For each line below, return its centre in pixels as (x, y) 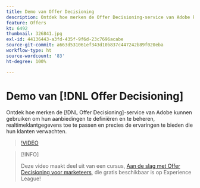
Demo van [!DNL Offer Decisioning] (95, 96)
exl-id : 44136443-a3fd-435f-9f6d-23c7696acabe (65, 39)
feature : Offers (26, 23)
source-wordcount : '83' (36, 56)
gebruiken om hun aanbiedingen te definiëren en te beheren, (81, 119)
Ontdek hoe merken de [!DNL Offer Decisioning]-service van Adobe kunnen (99, 112)
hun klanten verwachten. (37, 131)
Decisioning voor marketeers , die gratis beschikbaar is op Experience (106, 173)
